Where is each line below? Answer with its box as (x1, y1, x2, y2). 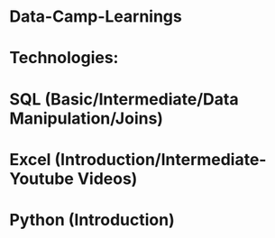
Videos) (77, 169, 138, 188)
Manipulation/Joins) (9, 108, 164, 128)
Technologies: (9, 48, 119, 69)
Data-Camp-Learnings (9, 6, 182, 27)
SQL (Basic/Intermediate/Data (9, 88, 239, 109)
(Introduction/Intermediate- (54, 149, 267, 169)
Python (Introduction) (9, 209, 176, 230)
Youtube (9, 169, 75, 188)
